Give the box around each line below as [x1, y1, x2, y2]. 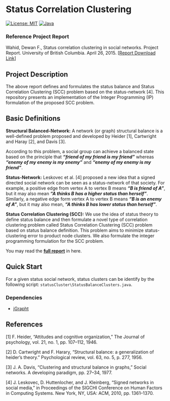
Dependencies [6, 294, 42, 301]
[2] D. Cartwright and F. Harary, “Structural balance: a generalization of [6, 349, 154, 355]
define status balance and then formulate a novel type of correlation [6, 216, 148, 223]
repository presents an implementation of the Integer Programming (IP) [6, 94, 154, 100]
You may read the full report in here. [6, 247, 82, 254]
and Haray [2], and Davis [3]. [6, 138, 66, 144]
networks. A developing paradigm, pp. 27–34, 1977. [6, 369, 113, 376]
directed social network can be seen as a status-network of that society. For [6, 179, 165, 186]
